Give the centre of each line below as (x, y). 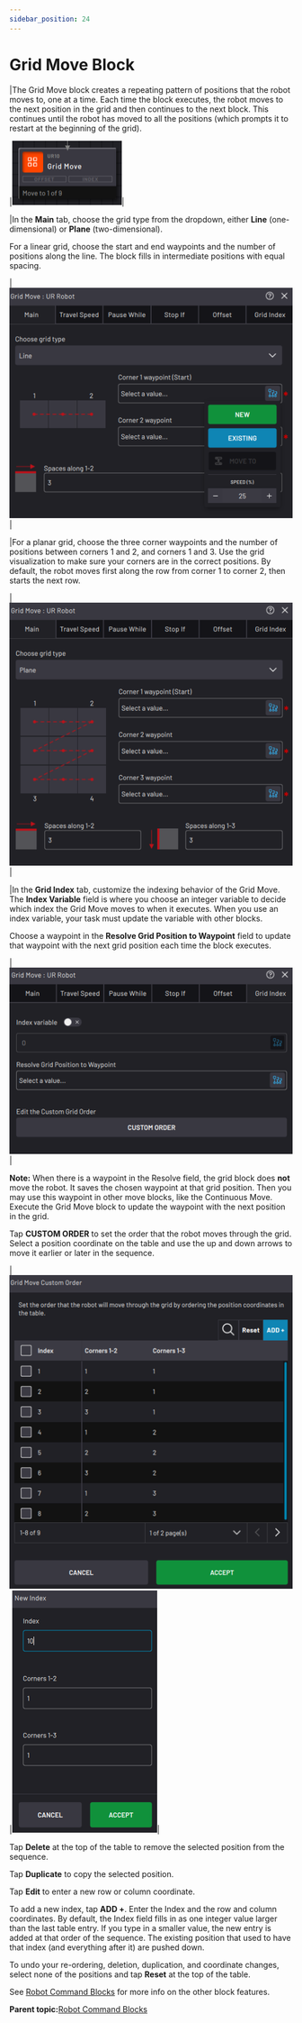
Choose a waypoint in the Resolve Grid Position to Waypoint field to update (150, 935)
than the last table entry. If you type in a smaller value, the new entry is (140, 1928)
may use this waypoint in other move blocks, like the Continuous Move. (141, 1197)
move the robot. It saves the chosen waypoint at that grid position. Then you (151, 1187)
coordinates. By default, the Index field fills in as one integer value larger (143, 1918)
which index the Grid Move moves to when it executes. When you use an (144, 908)
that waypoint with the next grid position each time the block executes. (141, 945)
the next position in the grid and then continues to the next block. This (139, 109)
